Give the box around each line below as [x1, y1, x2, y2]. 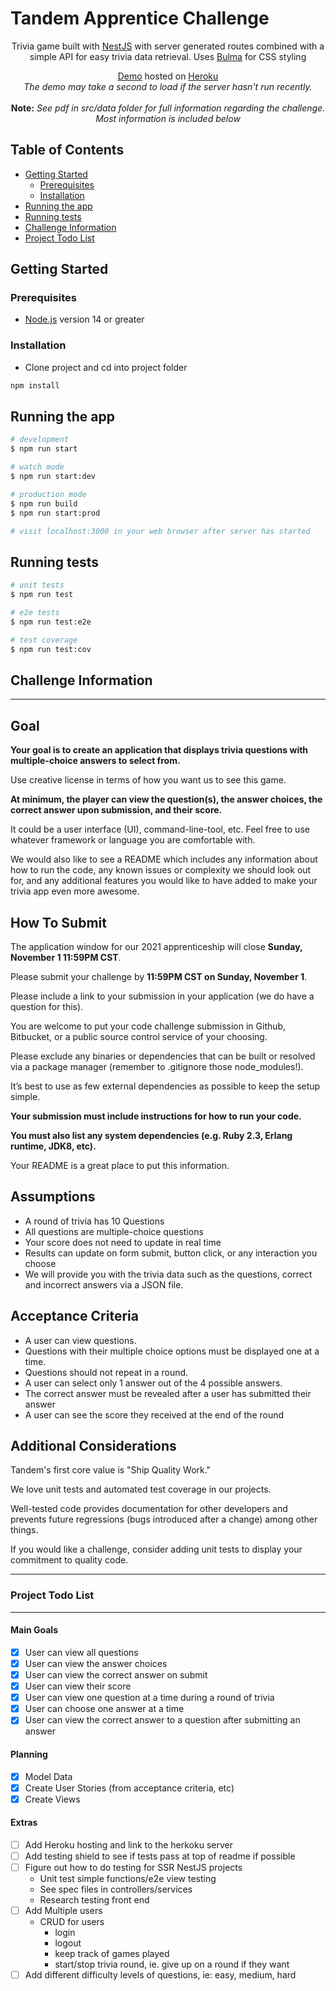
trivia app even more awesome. [10, 885, 140, 897]
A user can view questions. [24, 1334, 137, 1346]
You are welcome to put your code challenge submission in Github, [10, 1020, 287, 1032]
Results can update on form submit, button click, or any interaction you [24, 1247, 318, 1259]
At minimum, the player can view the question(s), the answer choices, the [10, 793, 323, 806]
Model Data [24, 1770, 73, 1782]
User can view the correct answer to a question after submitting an [24, 1714, 301, 1726]
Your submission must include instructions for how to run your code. [10, 1110, 302, 1122]
